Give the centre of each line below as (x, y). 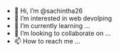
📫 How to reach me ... (47, 41)
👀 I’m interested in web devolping (63, 18)
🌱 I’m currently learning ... (52, 26)
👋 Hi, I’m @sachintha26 (48, 11)
